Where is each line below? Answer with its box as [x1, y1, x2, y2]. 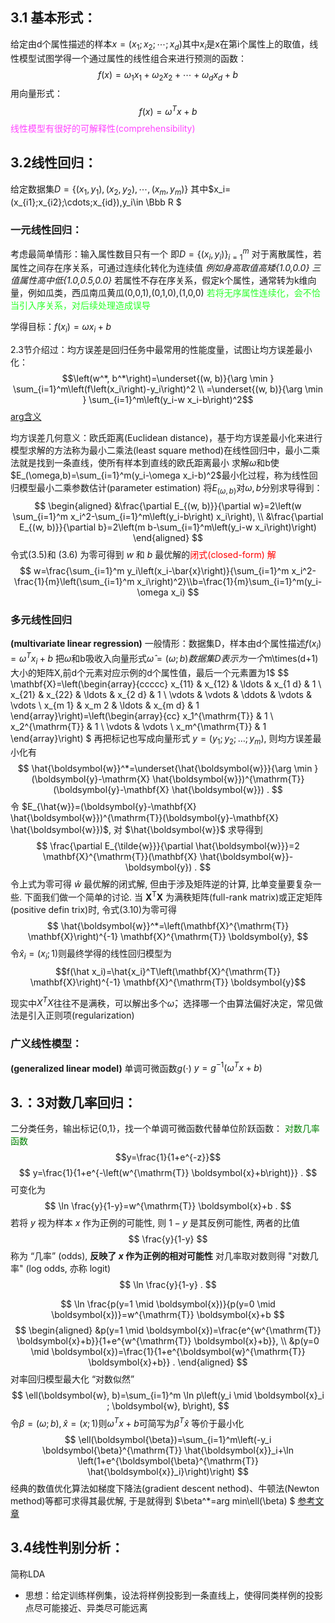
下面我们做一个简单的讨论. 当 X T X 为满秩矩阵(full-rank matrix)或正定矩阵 [23, 889, 323, 903]
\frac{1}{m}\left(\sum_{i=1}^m [13, 576, 135, 588]
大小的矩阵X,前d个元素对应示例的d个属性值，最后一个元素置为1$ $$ [10, 666, 290, 678]
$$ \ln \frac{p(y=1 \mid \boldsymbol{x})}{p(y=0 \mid [60, 1298, 276, 1310]
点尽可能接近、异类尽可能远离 [24, 1601, 148, 1613]
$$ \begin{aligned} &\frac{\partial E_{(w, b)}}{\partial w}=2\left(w [34, 500, 302, 512]
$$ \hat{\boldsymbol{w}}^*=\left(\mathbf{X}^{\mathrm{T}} [46, 920, 290, 932]
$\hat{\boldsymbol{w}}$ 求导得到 [124, 824, 263, 836]
